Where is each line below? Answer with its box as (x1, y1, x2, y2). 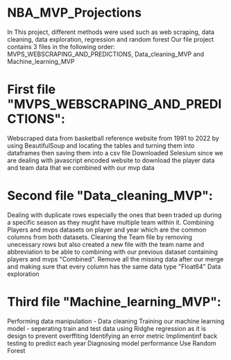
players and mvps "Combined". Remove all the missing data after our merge (7, 255, 224, 263)
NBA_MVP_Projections (7, 5, 142, 21)
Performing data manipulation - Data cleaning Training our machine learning (7, 317, 225, 325)
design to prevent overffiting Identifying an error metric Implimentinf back (7, 332, 218, 340)
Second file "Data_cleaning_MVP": (7, 188, 213, 204)
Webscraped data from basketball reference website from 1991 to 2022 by (7, 134, 220, 142)
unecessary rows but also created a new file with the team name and (7, 240, 205, 248)
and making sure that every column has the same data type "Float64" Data (7, 262, 221, 271)
